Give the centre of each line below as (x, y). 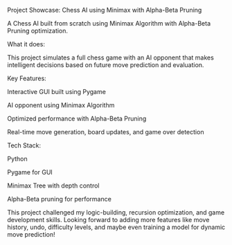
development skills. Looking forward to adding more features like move (108, 220)
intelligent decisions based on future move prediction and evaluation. (106, 65)
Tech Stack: (24, 145)
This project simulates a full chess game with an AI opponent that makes (111, 57)
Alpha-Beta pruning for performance (60, 199)
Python (17, 159)
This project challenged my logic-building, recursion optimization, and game (116, 212)
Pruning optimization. (37, 31)
